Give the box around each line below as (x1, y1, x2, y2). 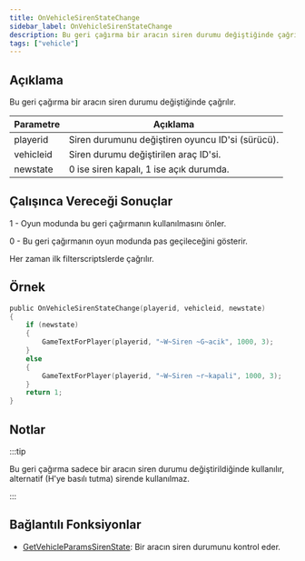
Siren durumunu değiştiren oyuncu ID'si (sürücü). (68, 134, 280, 146)
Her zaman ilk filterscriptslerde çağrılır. (9, 253, 154, 264)
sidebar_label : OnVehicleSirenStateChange (9, 22, 172, 31)
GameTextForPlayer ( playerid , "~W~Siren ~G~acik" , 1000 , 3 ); (42, 337, 274, 346)
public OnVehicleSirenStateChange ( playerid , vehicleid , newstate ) (9, 304, 266, 313)
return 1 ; (25, 388, 64, 397)
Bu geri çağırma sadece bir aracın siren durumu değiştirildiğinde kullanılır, (9, 464, 284, 474)
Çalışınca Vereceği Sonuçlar (9, 194, 173, 209)
